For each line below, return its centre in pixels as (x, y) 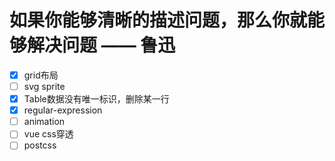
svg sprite (44, 86)
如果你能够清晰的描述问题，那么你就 (158, 20)
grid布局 (41, 75)
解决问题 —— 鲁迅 (101, 45)
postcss (40, 145)
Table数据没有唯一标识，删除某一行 (96, 99)
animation (44, 122)
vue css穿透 (48, 134)
